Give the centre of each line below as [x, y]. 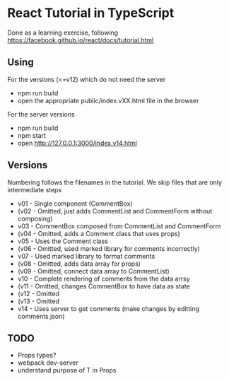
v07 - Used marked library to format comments [86, 256]
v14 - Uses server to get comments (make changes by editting [108, 308]
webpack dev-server [48, 363]
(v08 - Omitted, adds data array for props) [79, 264]
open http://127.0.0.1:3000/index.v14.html [77, 143]
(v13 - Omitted [39, 301]
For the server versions [41, 114]
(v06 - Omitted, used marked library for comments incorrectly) [108, 248]
